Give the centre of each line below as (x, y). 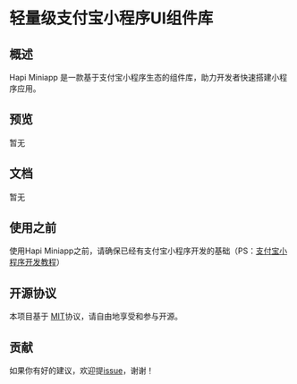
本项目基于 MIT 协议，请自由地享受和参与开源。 (96, 316)
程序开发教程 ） (37, 262)
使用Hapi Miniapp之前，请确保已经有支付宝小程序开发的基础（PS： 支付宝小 (148, 251)
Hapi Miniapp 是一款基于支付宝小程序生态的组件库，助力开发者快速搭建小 (144, 77)
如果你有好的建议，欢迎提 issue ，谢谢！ (82, 371)
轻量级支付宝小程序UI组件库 (111, 18)
